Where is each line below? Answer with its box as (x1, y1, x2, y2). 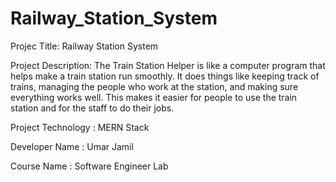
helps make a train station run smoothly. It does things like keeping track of (10, 70, 320, 82)
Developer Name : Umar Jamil (10, 140, 134, 152)
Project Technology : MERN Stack (10, 121, 150, 133)
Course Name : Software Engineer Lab (10, 160, 169, 172)
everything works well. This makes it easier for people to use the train (10, 91, 298, 103)
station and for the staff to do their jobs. (10, 102, 175, 114)
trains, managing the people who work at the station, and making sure (10, 80, 299, 92)
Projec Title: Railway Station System (10, 40, 159, 52)
